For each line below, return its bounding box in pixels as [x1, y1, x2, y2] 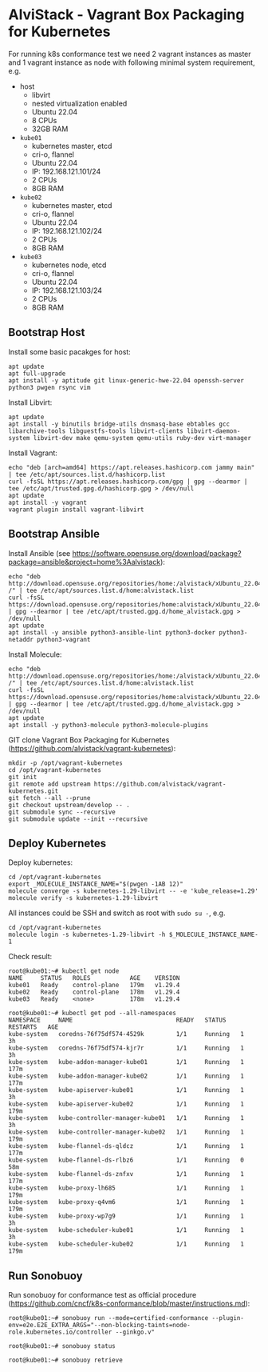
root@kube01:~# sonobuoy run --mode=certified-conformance [8, 1314, 209, 1322]
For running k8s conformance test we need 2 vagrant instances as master [8, 49, 251, 58]
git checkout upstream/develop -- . [8, 801, 130, 809]
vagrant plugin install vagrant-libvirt [8, 506, 145, 514]
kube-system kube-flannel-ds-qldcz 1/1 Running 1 [8, 1142, 245, 1150]
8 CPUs [31, 115, 57, 125]
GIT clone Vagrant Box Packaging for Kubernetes [8, 734, 170, 745]
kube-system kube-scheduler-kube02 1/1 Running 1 [8, 1240, 245, 1249]
